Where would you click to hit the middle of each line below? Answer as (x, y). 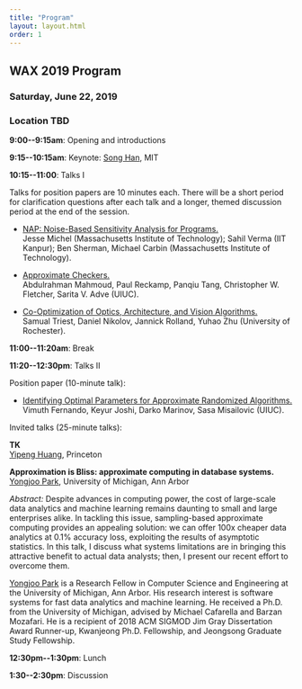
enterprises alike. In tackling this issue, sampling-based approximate (136, 517)
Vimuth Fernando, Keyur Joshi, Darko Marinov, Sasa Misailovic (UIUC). (153, 409)
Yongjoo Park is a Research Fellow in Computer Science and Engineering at (149, 583)
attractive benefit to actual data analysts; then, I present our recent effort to (149, 556)
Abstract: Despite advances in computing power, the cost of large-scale (143, 498)
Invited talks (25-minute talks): (66, 427)
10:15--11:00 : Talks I (47, 174)
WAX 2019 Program (65, 71)
